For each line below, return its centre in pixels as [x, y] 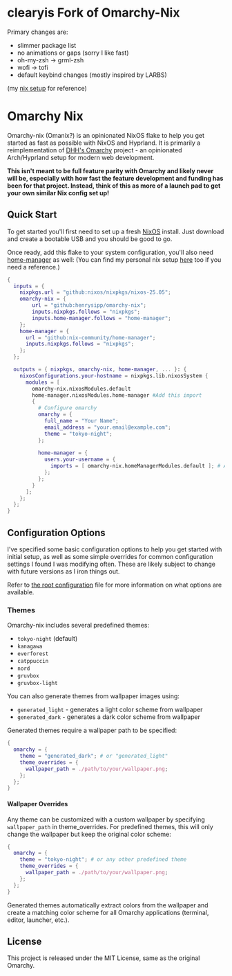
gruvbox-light [37, 684]
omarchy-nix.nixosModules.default [81, 389]
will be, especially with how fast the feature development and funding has [115, 178]
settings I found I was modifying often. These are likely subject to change [112, 564]
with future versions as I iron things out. [64, 571]
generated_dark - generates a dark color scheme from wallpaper [109, 717]
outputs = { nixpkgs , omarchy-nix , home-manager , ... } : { [100, 370]
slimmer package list [47, 45]
